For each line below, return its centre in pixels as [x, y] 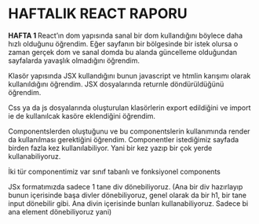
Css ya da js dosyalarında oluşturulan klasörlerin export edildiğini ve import [129, 108]
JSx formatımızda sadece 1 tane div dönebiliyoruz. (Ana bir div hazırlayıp [126, 186]
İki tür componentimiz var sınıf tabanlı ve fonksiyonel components [115, 171]
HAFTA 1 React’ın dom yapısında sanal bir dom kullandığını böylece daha [126, 35]
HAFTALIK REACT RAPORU [98, 14]
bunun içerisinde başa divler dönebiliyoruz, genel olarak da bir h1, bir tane [128, 195]
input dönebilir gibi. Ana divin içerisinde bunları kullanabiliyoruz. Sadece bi [128, 203]
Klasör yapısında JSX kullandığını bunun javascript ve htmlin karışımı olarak [129, 75]
